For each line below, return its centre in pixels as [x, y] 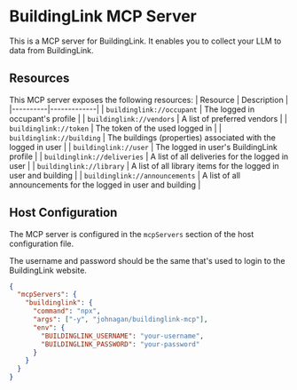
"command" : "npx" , [66, 311]
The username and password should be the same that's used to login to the [147, 260]
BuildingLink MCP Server [103, 16]
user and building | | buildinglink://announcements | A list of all [125, 175]
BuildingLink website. [48, 270]
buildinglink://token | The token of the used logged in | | [115, 128]
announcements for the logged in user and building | [105, 185]
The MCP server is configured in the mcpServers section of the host [132, 234]
